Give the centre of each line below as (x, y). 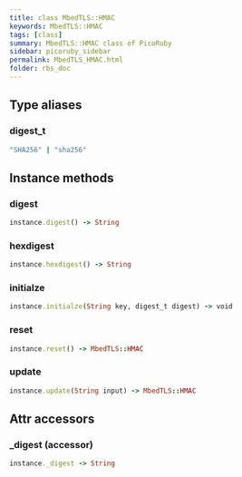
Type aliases (46, 105)
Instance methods (62, 178)
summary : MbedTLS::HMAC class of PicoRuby (91, 43)
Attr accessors (52, 419)
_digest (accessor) (51, 445)
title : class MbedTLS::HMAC (63, 18)
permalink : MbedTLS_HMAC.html (67, 60)
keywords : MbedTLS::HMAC (56, 26)
